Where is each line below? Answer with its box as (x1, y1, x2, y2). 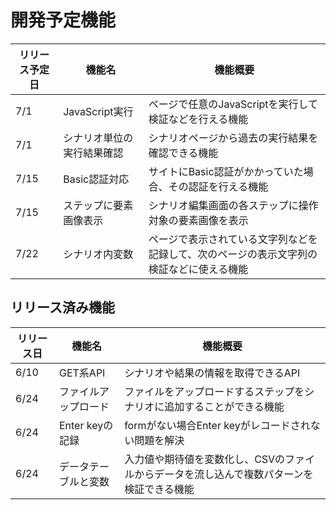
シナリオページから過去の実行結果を (148, 131, 319, 145)
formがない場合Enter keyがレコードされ (124, 418, 311, 432)
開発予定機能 (10, 9, 117, 32)
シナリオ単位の (63, 131, 134, 145)
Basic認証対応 (63, 172, 130, 186)
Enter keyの (58, 418, 114, 432)
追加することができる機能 (164, 399, 285, 413)
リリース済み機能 (10, 299, 115, 316)
